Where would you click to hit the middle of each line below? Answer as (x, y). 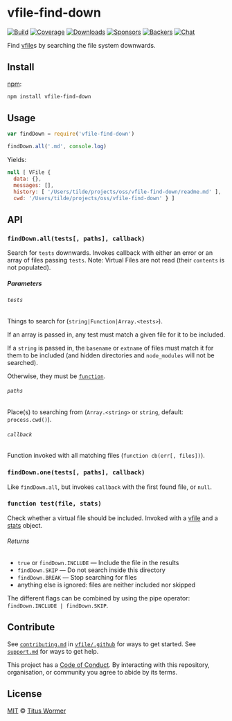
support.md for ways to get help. (53, 651)
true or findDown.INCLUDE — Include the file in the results (98, 563)
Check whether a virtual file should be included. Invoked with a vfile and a (113, 518)
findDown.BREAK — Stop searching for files (77, 578)
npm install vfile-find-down (49, 96)
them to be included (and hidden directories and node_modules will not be (111, 355)
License (25, 694)
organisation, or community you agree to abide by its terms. (92, 672)
